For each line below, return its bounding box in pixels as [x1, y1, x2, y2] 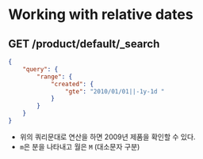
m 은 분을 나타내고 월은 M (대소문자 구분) [19, 142, 140, 151]
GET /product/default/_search [8, 37, 160, 51]
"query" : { [22, 65, 59, 73]
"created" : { [50, 80, 94, 88]
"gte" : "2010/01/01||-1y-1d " [64, 87, 165, 96]
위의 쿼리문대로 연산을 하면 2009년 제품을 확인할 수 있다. [19, 132, 196, 142]
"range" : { [36, 73, 73, 81]
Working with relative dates [8, 6, 193, 24]
